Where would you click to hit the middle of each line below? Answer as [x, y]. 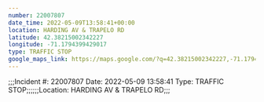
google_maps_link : [38, 60]
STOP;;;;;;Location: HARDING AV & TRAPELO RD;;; [89, 89]
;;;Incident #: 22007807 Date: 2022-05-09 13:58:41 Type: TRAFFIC [116, 81]
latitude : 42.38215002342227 [56, 37]
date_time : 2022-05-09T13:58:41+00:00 [71, 23]
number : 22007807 [37, 15]
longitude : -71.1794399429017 [58, 45]
